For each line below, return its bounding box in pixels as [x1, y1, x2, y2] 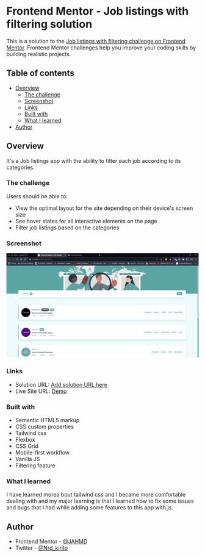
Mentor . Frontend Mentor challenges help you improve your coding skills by [6, 44, 196, 51]
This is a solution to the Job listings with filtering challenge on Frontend [6, 37, 186, 45]
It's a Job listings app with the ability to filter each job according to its [6, 157, 181, 164]
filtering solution [6, 17, 93, 31]
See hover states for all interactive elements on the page [15, 217, 157, 225]
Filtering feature [15, 462, 56, 469]
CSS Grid [15, 442, 38, 450]
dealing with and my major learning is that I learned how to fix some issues [6, 497, 194, 505]
